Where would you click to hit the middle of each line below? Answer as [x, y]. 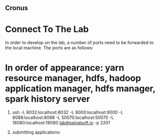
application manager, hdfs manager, [80, 88]
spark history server [48, 99]
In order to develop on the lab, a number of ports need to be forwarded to [79, 43]
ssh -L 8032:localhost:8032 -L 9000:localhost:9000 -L [68, 113]
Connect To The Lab [47, 29]
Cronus [17, 8]
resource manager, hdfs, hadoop [73, 78]
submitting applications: [36, 132]
